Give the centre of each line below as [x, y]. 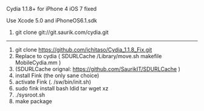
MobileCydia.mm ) [38, 62]
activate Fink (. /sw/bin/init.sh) [53, 82]
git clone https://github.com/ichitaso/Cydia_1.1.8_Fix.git [83, 50]
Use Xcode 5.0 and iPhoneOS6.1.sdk [52, 20]
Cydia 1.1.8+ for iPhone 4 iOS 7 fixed [52, 9]
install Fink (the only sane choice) [57, 76]
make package [34, 101]
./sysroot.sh [30, 95]
